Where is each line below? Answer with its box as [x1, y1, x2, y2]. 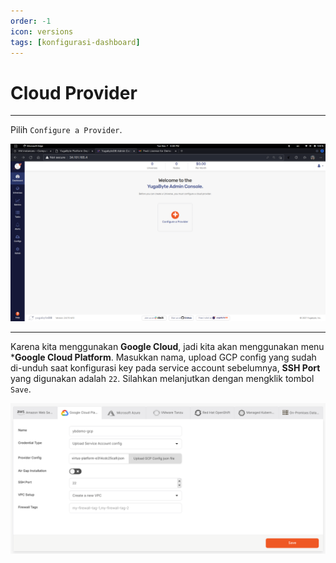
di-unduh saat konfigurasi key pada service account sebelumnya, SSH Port [10, 361, 321, 374]
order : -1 [10, 16, 52, 26]
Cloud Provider [10, 81, 138, 104]
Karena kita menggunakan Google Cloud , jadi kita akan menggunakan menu [10, 340, 325, 352]
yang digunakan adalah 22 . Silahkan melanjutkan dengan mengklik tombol [10, 372, 315, 384]
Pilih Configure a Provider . [10, 124, 123, 136]
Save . [10, 383, 32, 395]
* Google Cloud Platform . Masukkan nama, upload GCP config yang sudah [10, 351, 317, 363]
